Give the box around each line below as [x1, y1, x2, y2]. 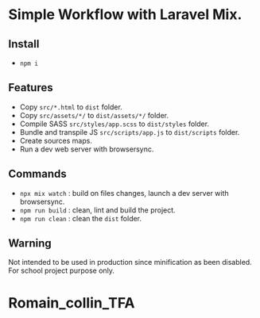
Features [8, 81, 53, 94]
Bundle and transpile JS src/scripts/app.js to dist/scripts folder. [19, 127, 240, 136]
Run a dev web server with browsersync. [19, 144, 154, 154]
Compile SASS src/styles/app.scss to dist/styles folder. [19, 119, 209, 128]
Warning [8, 236, 52, 251]
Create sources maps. [19, 136, 93, 145]
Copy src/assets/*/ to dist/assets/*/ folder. [19, 110, 169, 120]
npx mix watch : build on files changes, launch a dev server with [19, 188, 229, 197]
